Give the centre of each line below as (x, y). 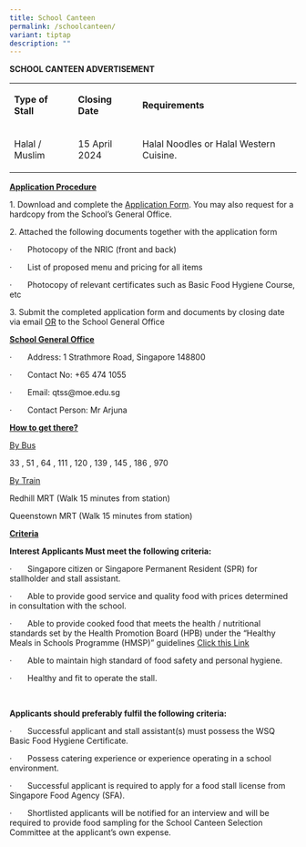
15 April (95, 144)
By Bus (23, 445)
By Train (25, 481)
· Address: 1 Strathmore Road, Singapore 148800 (107, 357)
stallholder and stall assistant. (65, 578)
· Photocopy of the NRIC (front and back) (93, 250)
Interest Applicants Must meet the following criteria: (111, 551)
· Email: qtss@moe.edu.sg (65, 393)
